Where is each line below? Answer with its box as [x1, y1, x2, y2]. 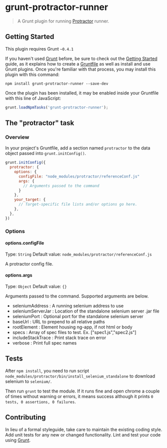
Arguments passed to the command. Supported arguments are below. [5, 293, 149, 299]
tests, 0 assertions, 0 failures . [5, 398, 76, 404]
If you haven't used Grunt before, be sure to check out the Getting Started [5, 55, 157, 61]
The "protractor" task [5, 119, 74, 127]
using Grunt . [5, 437, 31, 443]
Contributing [5, 413, 46, 421]
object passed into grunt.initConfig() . [5, 150, 86, 156]
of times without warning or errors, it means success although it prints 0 [5, 393, 153, 399]
